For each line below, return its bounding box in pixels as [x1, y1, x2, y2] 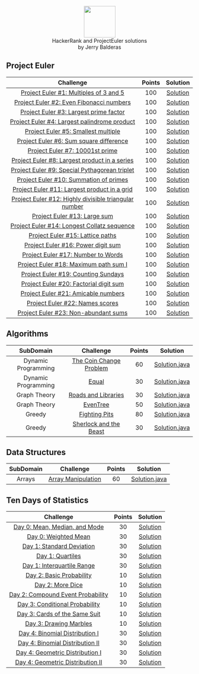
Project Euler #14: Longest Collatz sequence [10, 221, 135, 230]
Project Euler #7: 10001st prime [27, 146, 118, 155]
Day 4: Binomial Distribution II [17, 639, 99, 647]
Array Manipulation [48, 475, 102, 483]
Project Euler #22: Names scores [26, 299, 118, 307]
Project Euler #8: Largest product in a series [11, 156, 134, 164]
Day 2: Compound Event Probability [9, 591, 108, 599]
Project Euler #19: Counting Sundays [21, 269, 124, 278]
